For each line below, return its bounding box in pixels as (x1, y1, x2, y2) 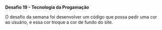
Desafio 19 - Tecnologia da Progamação (5, 4, 89, 10)
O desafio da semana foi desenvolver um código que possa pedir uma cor (5, 14, 158, 19)
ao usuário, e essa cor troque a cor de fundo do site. (5, 19, 113, 25)
